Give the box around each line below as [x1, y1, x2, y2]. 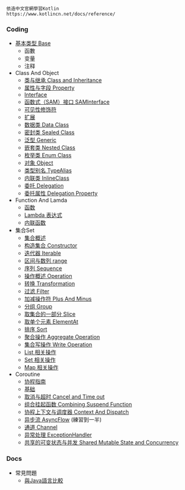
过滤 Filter [24, 288, 50, 295]
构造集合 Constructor [24, 242, 78, 249]
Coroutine [15, 371, 41, 378]
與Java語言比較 [24, 477, 63, 484]
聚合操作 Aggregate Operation [24, 333, 100, 341]
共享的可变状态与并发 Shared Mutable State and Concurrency [24, 439, 179, 446]
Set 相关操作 [24, 356, 56, 364]
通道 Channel [24, 424, 58, 431]
